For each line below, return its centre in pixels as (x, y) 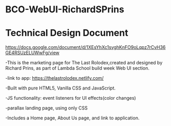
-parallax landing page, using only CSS (46, 108)
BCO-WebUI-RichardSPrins (65, 10)
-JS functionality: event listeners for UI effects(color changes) (71, 98)
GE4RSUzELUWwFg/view (33, 53)
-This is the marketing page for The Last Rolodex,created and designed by (84, 63)
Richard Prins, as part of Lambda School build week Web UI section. (78, 68)
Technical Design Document (67, 33)
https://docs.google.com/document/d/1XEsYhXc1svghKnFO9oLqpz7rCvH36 (85, 47)
